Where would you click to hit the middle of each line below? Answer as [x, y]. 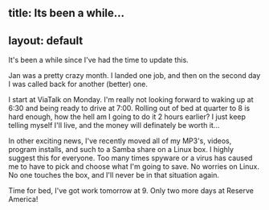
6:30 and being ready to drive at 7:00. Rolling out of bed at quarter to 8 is [129, 109]
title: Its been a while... [67, 13]
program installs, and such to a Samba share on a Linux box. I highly [121, 150]
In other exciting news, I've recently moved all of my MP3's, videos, [120, 141]
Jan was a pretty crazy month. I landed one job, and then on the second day [134, 76]
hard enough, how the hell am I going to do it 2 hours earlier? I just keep [127, 117]
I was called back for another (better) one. [78, 84]
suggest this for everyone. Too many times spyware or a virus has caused [130, 158]
